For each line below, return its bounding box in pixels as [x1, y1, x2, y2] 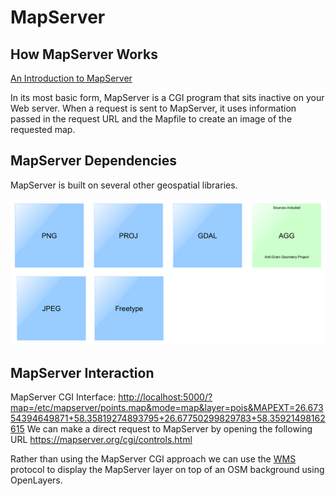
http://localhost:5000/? [118, 391, 213, 403]
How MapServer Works [10, 46, 158, 63]
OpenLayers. [10, 474, 63, 486]
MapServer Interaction [10, 364, 155, 381]
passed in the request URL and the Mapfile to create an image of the [10, 113, 293, 125]
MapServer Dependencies [10, 152, 178, 170]
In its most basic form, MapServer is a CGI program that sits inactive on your [10, 92, 325, 103]
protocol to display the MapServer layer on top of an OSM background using [10, 463, 325, 475]
